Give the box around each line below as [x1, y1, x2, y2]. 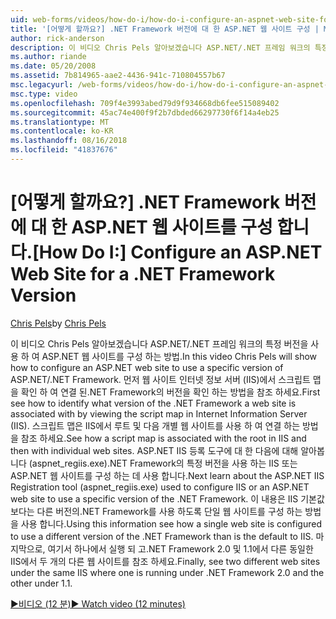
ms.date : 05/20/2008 [10, 61, 97, 71]
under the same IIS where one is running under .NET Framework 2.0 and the [10, 566, 325, 578]
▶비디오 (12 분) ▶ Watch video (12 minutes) [10, 597, 186, 610]
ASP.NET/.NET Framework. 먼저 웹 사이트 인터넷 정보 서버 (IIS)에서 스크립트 [10, 373, 311, 385]
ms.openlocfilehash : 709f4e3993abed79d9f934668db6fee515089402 [10, 98, 280, 108]
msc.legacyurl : [10, 80, 74, 90]
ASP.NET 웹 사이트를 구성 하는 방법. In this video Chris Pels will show [41, 350, 318, 362]
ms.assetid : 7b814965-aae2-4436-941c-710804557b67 [10, 71, 226, 81]
